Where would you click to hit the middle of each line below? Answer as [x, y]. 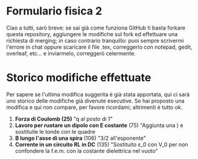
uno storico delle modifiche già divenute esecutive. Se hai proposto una [95, 101]
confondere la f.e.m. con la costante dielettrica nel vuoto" [86, 151]
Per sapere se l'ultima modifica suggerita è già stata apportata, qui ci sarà [98, 94]
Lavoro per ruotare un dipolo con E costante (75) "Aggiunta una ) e [99, 125]
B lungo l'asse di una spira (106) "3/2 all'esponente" [81, 138]
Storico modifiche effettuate [79, 78]
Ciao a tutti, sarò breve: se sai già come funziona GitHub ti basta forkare [96, 28]
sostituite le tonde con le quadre [55, 131]
